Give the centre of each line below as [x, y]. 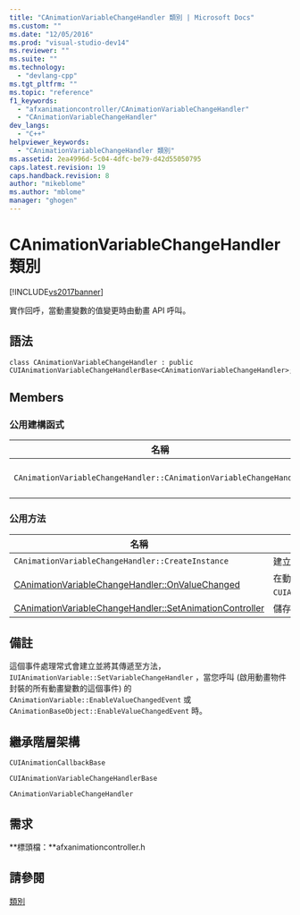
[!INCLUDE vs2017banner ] [57, 292]
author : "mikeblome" [48, 184]
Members [37, 398]
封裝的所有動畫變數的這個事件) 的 [71, 689]
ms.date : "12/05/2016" [51, 34]
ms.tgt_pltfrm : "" [43, 84]
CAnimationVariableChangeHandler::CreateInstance [121, 561]
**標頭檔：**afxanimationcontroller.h [77, 847]
